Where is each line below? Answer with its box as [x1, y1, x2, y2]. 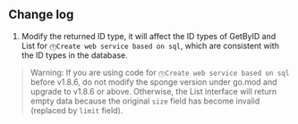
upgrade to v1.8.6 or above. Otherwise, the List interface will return [30, 86, 277, 96]
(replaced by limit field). [30, 104, 123, 115]
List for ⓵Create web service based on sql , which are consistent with [21, 40, 279, 51]
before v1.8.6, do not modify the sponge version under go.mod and [30, 76, 278, 87]
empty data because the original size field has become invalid [30, 95, 260, 106]
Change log [8, 7, 74, 22]
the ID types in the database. [21, 49, 128, 61]
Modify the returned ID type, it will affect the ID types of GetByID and [21, 30, 277, 41]
